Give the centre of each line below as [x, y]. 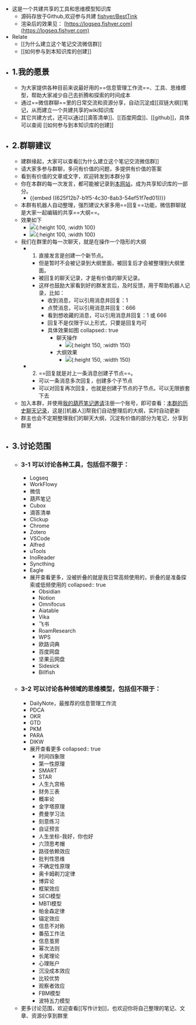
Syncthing [42, 564]
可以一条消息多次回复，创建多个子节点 [85, 380]
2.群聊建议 [32, 146]
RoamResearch [57, 631]
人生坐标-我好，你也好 [66, 836]
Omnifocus [52, 604]
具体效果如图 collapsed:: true [83, 330]
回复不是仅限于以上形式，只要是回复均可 [97, 322]
